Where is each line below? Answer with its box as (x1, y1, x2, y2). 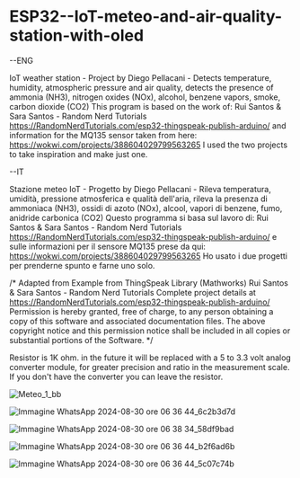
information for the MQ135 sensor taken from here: (9, 129, 198, 140)
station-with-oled (9, 25, 145, 46)
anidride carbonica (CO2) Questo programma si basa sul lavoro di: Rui (9, 212, 269, 223)
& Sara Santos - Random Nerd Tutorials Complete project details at (9, 287, 256, 297)
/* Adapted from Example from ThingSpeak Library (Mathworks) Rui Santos (9, 277, 289, 288)
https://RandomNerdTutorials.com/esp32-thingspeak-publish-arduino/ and (9, 119, 287, 131)
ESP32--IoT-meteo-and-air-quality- (9, 6, 283, 27)
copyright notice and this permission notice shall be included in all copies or (9, 325, 291, 336)
